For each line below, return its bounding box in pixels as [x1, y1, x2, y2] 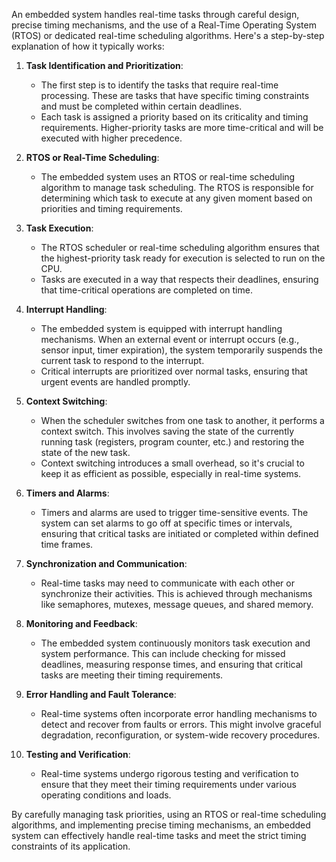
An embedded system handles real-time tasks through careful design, [11, 9, 300, 20]
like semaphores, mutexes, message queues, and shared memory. [40, 599, 314, 610]
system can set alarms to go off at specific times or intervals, [40, 517, 293, 529]
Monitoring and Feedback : [25, 618, 138, 629]
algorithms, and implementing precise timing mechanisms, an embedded [11, 819, 311, 831]
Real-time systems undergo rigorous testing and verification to [40, 768, 299, 779]
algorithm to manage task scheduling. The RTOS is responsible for [40, 182, 314, 193]
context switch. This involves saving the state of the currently [40, 425, 295, 437]
